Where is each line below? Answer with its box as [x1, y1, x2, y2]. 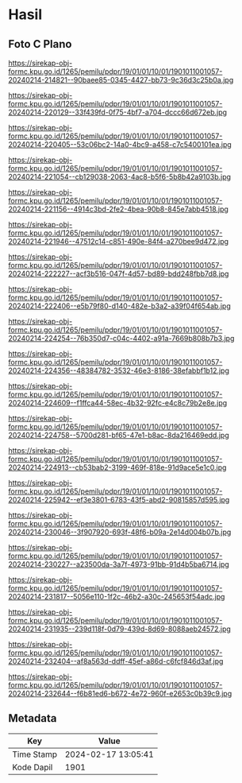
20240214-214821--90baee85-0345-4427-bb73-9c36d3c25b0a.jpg [8, 76, 234, 84]
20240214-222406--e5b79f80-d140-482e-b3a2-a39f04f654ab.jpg [8, 301, 232, 311]
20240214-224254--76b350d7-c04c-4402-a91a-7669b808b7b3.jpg [8, 334, 235, 343]
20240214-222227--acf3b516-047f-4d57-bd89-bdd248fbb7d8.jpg [8, 269, 229, 278]
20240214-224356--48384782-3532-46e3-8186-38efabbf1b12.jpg [8, 366, 230, 375]
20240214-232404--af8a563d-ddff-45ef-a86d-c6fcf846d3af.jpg [8, 657, 224, 665]
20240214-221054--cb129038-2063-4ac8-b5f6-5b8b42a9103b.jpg [8, 172, 232, 181]
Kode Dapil [12, 762, 53, 773]
